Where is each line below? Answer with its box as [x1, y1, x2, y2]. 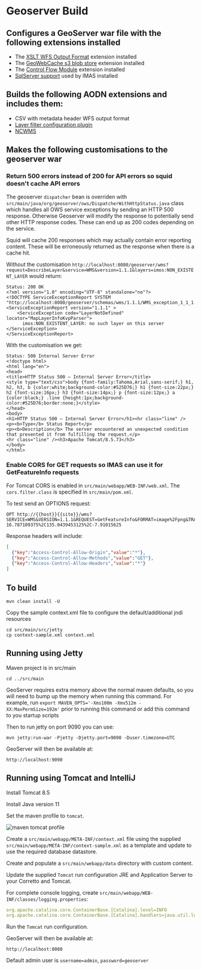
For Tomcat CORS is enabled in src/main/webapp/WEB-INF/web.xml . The [6, 482, 180, 489]
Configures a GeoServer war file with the [6, 28, 162, 38]
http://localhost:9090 [6, 757, 63, 763]
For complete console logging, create [6, 889, 99, 896]
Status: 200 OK [6, 284, 44, 290]
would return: [29, 272, 62, 279]
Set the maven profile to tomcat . [6, 812, 85, 819]
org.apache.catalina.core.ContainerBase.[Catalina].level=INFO [6, 907, 167, 913]
